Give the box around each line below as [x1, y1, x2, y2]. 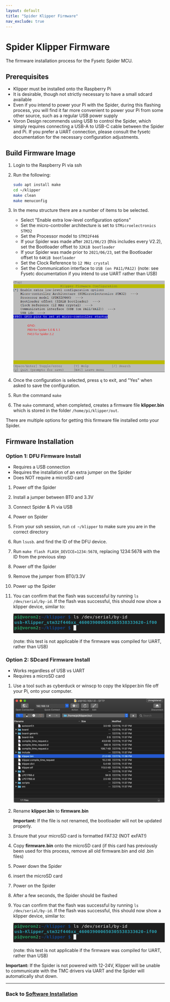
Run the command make [13, 393, 62, 399]
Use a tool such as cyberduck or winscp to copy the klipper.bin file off [13, 683, 159, 689]
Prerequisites [6, 72, 49, 81]
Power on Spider [13, 514, 48, 520]
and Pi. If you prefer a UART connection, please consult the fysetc [13, 129, 151, 135]
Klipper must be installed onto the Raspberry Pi [13, 86, 111, 92]
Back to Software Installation [6, 990, 78, 997]
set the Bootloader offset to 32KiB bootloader [20, 244, 116, 250]
